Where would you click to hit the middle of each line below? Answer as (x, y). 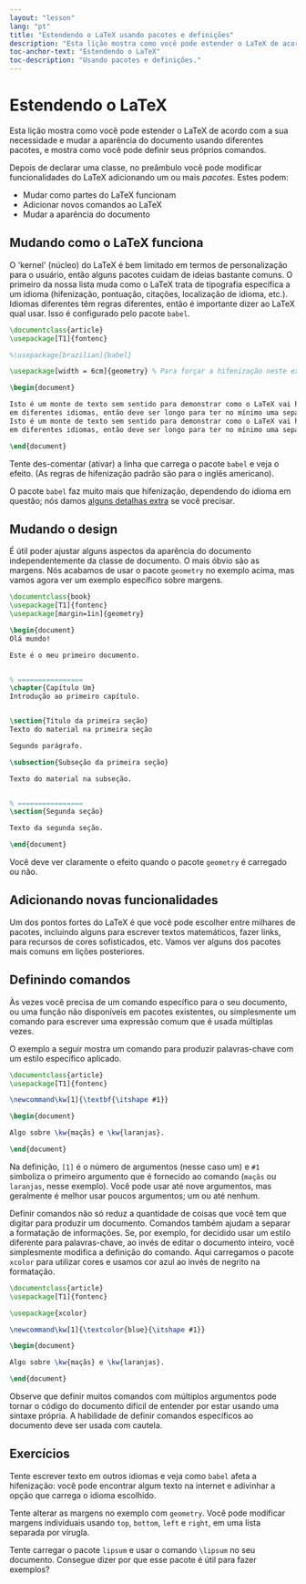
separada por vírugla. (50, 1532)
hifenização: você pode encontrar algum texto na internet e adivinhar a (143, 1486)
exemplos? (30, 1569)
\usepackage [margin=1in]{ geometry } (77, 614)
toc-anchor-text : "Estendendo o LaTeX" (85, 52)
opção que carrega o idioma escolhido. (83, 1495)
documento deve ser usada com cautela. (86, 1425)
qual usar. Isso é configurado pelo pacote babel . (100, 313)
